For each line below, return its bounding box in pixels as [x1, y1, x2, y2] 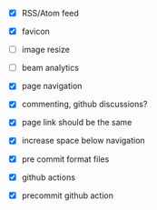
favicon [21, 26, 51, 37]
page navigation [21, 81, 83, 92]
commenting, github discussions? [21, 99, 148, 110]
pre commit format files [21, 154, 110, 165]
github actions [21, 172, 76, 183]
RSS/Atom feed [21, 8, 79, 18]
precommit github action [21, 190, 114, 201]
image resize [21, 45, 70, 55]
